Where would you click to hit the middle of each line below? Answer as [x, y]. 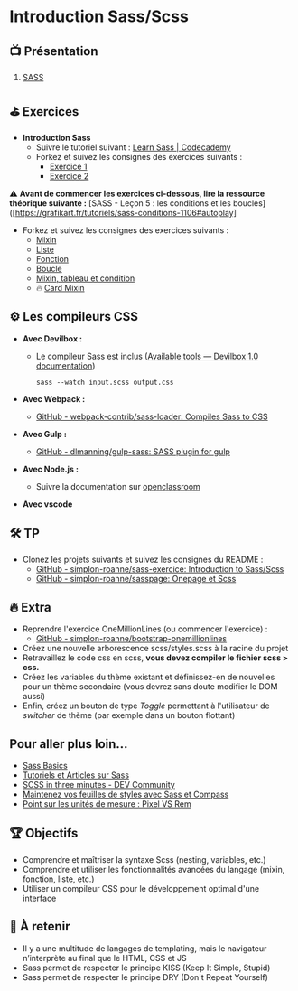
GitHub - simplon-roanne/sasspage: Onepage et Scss [136, 579]
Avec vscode [47, 504]
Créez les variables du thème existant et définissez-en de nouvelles [149, 677]
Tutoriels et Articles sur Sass [75, 775]
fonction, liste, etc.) [58, 879]
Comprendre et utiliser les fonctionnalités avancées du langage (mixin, [154, 869]
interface [39, 898]
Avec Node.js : [51, 469]
